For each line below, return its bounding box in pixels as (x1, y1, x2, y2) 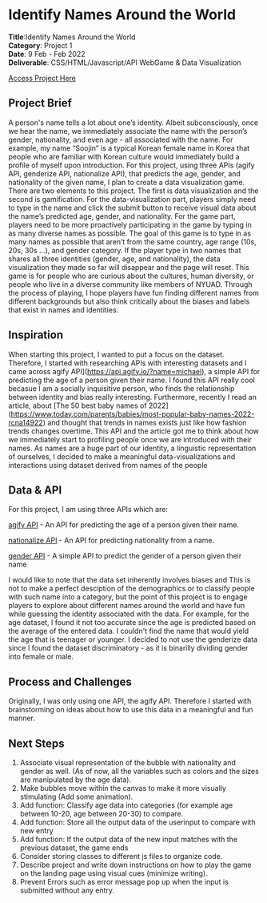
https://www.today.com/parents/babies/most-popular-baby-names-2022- (10, 409, 255, 418)
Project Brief (8, 96, 72, 110)
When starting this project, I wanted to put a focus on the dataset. (8, 349, 225, 359)
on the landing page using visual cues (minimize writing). (19, 869, 208, 878)
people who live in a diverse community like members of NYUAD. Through (8, 279, 253, 289)
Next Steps (8, 736, 65, 750)
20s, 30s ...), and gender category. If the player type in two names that (8, 245, 241, 255)
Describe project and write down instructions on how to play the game (19, 860, 252, 869)
